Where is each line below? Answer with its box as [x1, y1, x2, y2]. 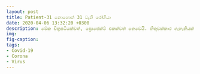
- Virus [6, 58, 26, 64]
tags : [6, 42, 20, 48]
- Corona [6, 53, 28, 59]
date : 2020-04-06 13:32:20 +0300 [6, 20, 90, 26]
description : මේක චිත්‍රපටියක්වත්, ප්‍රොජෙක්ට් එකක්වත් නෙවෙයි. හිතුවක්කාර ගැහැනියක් [6, 25, 195, 32]
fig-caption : [6, 36, 39, 42]
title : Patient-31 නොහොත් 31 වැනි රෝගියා [6, 14, 111, 20]
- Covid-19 [6, 48, 34, 54]
